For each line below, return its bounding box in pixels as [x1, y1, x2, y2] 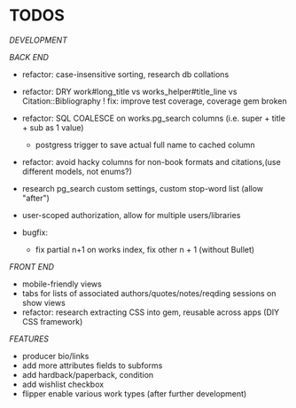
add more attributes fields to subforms [21, 360, 163, 371]
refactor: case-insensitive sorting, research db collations [21, 68, 230, 80]
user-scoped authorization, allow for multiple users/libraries [21, 209, 241, 220]
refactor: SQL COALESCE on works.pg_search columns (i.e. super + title [21, 113, 286, 123]
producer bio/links [21, 350, 90, 361]
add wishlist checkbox [21, 379, 105, 389]
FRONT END [9, 261, 55, 271]
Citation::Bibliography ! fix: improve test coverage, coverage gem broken [21, 95, 288, 106]
